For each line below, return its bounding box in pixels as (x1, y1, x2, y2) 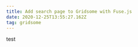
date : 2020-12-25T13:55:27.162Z (6, 14, 87, 20)
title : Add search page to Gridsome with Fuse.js (6, 8, 133, 15)
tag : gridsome (6, 19, 42, 25)
